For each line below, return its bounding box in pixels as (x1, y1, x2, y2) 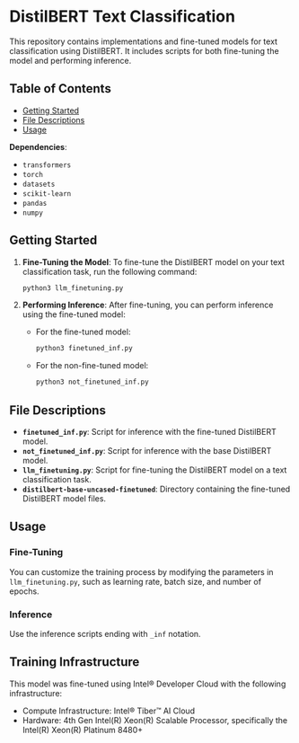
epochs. (9, 586, 40, 597)
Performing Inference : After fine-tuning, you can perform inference (22, 299, 274, 311)
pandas (22, 199, 48, 208)
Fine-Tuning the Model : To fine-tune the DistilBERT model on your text (22, 256, 286, 267)
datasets (22, 180, 56, 189)
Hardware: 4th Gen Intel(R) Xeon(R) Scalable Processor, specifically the (22, 714, 288, 725)
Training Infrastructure (9, 654, 140, 670)
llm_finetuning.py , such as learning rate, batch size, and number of (9, 576, 262, 587)
